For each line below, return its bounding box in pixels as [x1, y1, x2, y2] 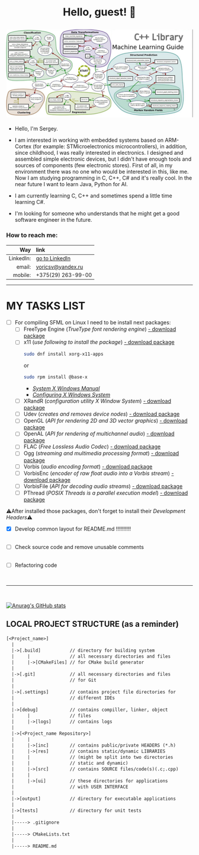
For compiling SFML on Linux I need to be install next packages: [14, 319, 171, 326]
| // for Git [11, 677, 97, 683]
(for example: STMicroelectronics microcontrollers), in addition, [32, 143, 188, 150]
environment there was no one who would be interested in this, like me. [14, 168, 189, 176]
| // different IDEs [11, 695, 115, 701]
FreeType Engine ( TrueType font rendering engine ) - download [23, 326, 176, 333]
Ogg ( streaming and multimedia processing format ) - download [23, 450, 179, 457]
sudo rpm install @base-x [23, 374, 88, 380]
